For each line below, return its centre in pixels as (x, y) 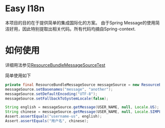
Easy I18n (25, 9)
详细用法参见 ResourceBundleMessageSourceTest (55, 65)
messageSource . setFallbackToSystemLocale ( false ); (57, 99)
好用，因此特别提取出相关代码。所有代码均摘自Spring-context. (72, 29)
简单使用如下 (18, 75)
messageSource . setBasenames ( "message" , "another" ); (59, 89)
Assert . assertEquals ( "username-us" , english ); (54, 116)
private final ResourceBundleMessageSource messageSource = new (72, 85)
